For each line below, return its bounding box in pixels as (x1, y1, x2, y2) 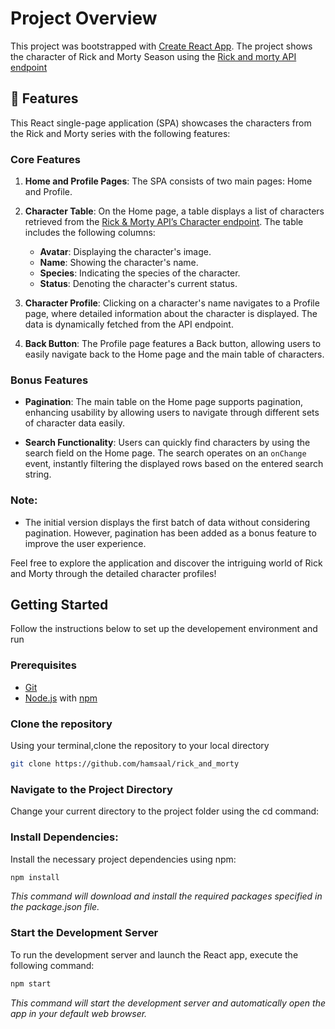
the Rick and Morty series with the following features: (10, 127, 231, 139)
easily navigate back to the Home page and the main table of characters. (24, 348, 325, 361)
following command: (10, 959, 95, 971)
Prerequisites (10, 658, 77, 672)
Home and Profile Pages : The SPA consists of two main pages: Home (24, 175, 313, 187)
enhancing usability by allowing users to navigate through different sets (24, 407, 320, 419)
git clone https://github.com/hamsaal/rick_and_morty (10, 759, 240, 769)
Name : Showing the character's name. (39, 257, 199, 269)
